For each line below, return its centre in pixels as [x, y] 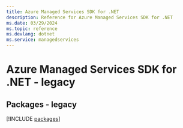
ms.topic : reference [32, 29]
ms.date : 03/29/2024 [32, 23]
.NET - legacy [41, 82]
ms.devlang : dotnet [31, 34]
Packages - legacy [41, 104]
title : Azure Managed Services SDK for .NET [63, 12]
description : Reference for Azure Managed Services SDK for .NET [89, 17]
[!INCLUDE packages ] [33, 119]
